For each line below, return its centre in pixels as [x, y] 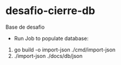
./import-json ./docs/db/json [48, 56]
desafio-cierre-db [50, 11]
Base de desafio [25, 27]
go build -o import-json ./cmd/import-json [65, 49]
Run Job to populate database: [51, 38]
